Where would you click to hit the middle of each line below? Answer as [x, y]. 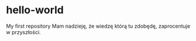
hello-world [35, 10]
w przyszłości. [23, 32]
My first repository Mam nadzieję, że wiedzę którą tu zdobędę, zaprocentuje [98, 26]
